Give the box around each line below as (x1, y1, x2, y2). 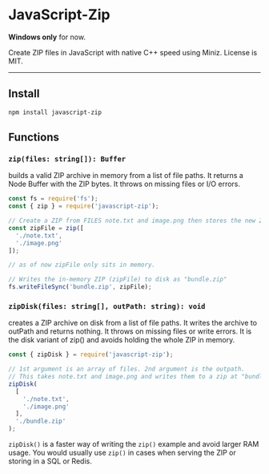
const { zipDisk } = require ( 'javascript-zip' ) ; (8, 350, 174, 359)
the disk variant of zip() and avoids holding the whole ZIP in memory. (8, 335, 235, 345)
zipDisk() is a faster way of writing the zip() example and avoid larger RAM (8, 440, 259, 449)
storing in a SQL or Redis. (8, 456, 92, 466)
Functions (8, 131, 60, 144)
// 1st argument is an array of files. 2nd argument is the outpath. (8, 365, 246, 374)
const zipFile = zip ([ (8, 224, 84, 232)
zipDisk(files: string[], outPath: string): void (8, 302, 206, 310)
